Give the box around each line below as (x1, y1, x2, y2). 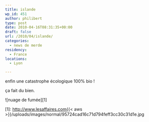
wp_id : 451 (5, 12, 27, 16)
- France (9, 52, 27, 57)
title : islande (5, 7, 36, 12)
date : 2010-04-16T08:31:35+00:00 (5, 25, 73, 30)
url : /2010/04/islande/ (5, 34, 53, 39)
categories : (5, 39, 29, 43)
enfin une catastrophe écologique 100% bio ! (5, 78, 95, 84)
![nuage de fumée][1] (5, 97, 47, 103)
